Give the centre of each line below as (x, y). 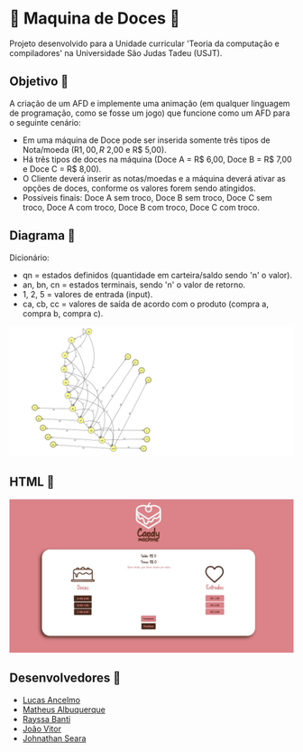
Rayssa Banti (46, 719)
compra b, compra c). (63, 313)
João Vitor (41, 728)
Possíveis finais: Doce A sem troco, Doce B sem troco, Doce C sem (147, 197)
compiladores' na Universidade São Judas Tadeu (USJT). (116, 52)
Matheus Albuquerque (64, 710)
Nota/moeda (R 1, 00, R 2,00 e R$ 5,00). (94, 149)
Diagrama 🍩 (42, 235)
